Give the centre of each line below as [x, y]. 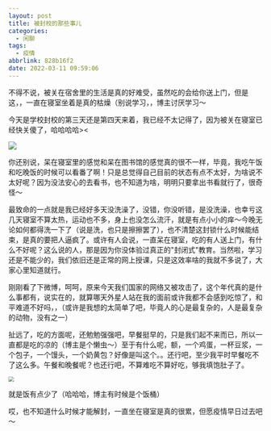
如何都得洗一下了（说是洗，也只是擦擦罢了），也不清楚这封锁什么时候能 [133, 229]
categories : [28, 31]
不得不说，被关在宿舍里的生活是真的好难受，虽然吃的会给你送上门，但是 [128, 92]
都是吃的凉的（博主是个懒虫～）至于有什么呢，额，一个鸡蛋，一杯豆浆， [135, 345]
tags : [17, 46]
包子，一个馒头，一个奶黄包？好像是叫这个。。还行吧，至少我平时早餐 [130, 354]
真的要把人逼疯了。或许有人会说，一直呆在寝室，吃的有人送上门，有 [142, 240]
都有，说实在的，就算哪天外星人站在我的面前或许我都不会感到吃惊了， [139, 297]
